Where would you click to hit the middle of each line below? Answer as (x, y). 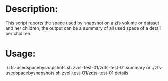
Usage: (21, 54)
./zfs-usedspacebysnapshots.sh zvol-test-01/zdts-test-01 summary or (78, 67)
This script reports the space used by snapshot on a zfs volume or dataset (82, 23)
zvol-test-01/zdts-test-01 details (95, 73)
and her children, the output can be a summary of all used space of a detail (83, 28)
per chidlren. (18, 33)
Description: (32, 9)
